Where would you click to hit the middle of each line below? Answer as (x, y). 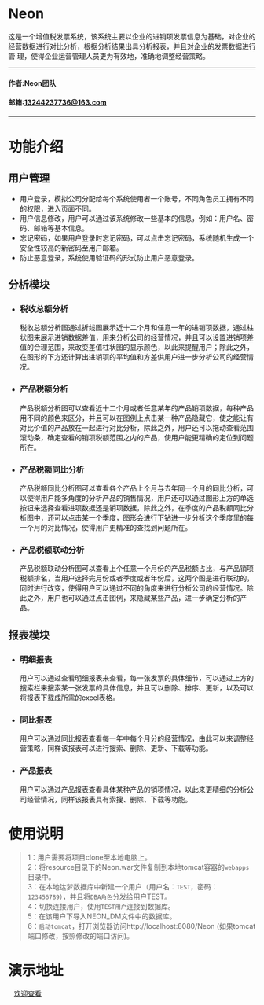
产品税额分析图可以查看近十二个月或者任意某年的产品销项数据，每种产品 (136, 408)
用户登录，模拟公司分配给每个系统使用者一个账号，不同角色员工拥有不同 (136, 198)
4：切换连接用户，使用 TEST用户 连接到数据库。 (101, 906)
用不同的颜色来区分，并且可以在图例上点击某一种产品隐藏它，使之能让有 (136, 418)
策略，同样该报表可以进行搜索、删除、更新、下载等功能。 (119, 749)
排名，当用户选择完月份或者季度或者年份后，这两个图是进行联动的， (143, 578)
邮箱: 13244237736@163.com (57, 102)
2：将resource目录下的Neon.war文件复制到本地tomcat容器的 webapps (138, 867)
